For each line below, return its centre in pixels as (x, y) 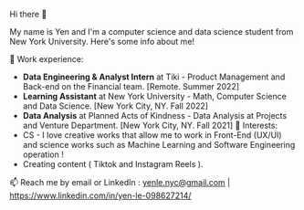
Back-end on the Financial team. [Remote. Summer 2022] (131, 86)
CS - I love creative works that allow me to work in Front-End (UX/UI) (152, 135)
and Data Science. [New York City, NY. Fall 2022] (115, 106)
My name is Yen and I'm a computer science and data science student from (152, 31)
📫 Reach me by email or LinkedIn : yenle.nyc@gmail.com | (120, 182)
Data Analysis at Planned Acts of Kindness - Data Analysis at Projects (155, 115)
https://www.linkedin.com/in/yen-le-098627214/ (100, 195)
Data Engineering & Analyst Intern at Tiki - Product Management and (154, 77)
